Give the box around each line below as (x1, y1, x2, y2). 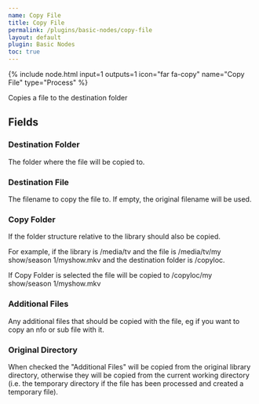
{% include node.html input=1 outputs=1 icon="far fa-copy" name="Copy (8, 70, 245, 78)
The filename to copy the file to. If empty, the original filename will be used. (8, 194, 252, 204)
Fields (8, 115, 39, 129)
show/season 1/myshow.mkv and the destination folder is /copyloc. (8, 256, 225, 265)
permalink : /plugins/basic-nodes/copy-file (8, 26, 153, 34)
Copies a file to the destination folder (8, 93, 128, 102)
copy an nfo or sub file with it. (8, 325, 104, 334)
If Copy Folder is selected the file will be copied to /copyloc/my (8, 271, 213, 280)
